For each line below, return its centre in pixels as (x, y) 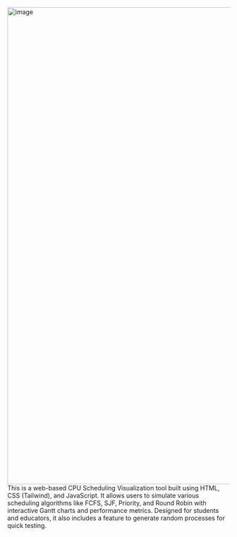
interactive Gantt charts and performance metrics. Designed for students (113, 511)
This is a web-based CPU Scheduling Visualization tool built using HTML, (114, 488)
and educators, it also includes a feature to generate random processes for (116, 518)
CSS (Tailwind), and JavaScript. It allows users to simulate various (103, 495)
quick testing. (27, 525)
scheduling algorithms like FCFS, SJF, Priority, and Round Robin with (107, 503)
